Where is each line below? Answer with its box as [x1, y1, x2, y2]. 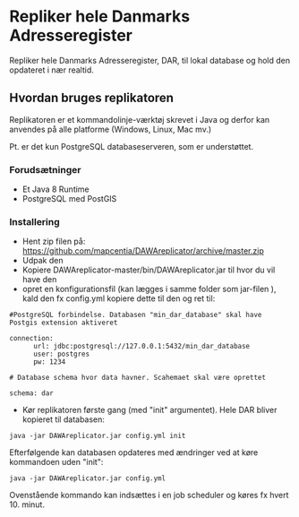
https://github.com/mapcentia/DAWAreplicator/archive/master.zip [21, 246, 264, 256]
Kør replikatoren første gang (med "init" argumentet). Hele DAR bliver [21, 405, 278, 416]
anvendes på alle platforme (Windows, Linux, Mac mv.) [9, 124, 212, 134]
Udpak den [21, 255, 64, 266]
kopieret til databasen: [21, 414, 106, 425]
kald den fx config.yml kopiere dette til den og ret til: [21, 293, 216, 304]
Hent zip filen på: [21, 236, 86, 247]
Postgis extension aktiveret [9, 318, 118, 328]
